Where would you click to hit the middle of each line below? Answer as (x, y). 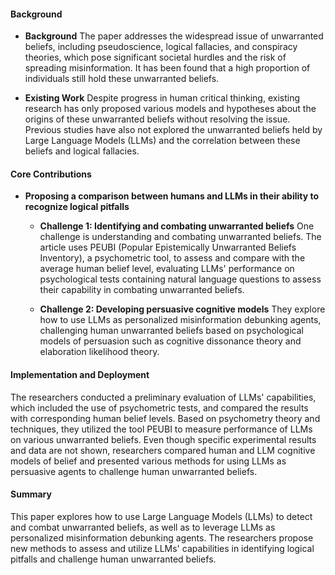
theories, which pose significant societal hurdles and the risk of (155, 57)
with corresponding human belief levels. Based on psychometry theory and (165, 418)
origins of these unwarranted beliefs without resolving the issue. (157, 119)
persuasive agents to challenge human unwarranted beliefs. (134, 471)
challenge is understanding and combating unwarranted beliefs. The (180, 237)
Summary (31, 494)
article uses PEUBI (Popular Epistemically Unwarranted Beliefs (168, 247)
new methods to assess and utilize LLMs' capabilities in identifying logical (162, 548)
